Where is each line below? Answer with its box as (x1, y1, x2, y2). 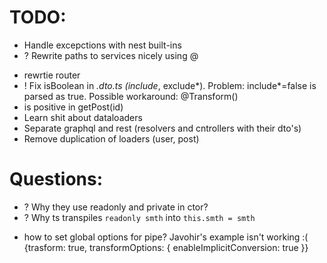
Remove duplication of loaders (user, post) (23, 132, 200, 145)
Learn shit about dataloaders (23, 111, 143, 123)
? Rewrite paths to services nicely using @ (23, 49, 199, 61)
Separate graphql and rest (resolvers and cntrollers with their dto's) (23, 122, 302, 134)
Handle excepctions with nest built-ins (23, 39, 182, 51)
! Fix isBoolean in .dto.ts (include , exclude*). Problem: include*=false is (23, 79, 317, 91)
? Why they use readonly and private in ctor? (23, 201, 209, 213)
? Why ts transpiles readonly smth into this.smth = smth (23, 211, 256, 223)
